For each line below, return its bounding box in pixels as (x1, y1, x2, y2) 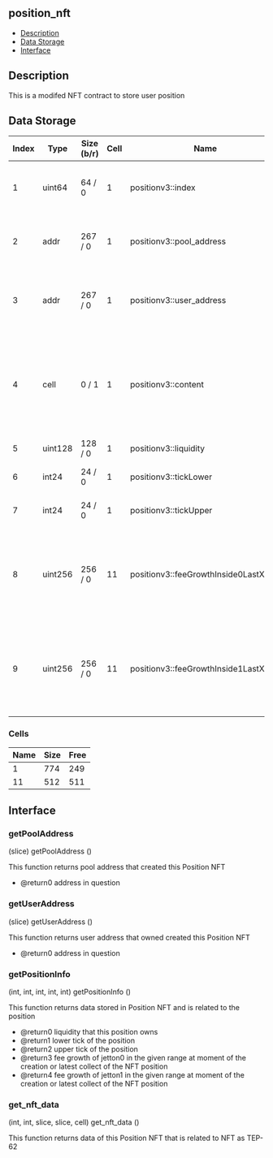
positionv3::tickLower (129, 471, 213, 482)
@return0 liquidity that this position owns (19, 1027, 158, 1037)
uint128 (42, 443, 73, 454)
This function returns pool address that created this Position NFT (8, 862, 226, 872)
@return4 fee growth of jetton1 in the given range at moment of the (19, 1070, 245, 1080)
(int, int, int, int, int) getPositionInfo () (8, 987, 132, 997)
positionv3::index (129, 182, 196, 193)
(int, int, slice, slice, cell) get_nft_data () (8, 1117, 140, 1127)
